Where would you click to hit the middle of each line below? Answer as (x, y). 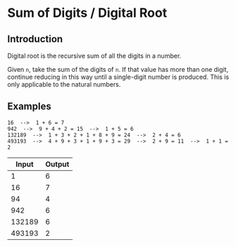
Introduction (35, 39)
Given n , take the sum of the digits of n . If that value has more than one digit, (118, 69)
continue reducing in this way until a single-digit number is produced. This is (118, 77)
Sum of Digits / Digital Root (87, 13)
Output (57, 164)
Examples (29, 107)
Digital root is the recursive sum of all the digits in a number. (94, 56)
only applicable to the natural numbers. (64, 84)
